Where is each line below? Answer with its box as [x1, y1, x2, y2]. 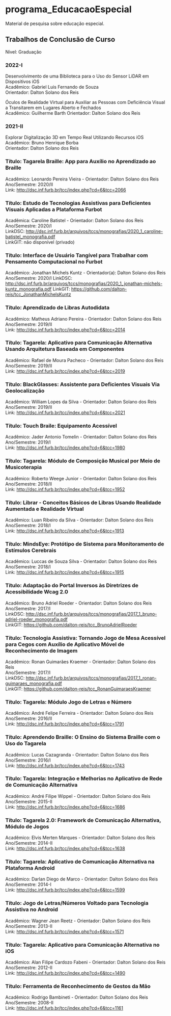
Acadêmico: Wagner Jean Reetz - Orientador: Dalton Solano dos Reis [5, 918, 151, 924]
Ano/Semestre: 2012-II [5, 965, 52, 971]
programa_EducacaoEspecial [5, 4, 132, 15]
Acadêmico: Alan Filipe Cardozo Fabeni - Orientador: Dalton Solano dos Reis [5, 959, 166, 965]
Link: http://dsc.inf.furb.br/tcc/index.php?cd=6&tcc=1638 [5, 845, 126, 852]
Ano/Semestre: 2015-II [5, 798, 52, 804]
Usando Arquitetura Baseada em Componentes [5, 346, 125, 353]
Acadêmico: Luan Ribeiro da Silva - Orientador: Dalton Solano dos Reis [5, 517, 154, 523]
